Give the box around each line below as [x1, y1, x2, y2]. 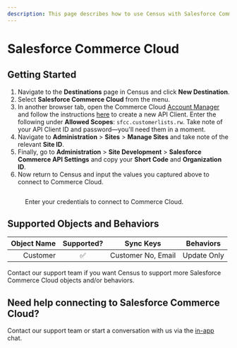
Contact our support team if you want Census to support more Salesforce [7, 269, 221, 277]
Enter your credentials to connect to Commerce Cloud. [25, 197, 184, 205]
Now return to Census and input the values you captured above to [17, 170, 209, 179]
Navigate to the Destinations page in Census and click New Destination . [17, 88, 230, 96]
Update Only [182, 251, 224, 260]
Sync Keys [124, 239, 162, 248]
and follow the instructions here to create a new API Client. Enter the [17, 110, 217, 119]
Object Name [11, 239, 56, 248]
